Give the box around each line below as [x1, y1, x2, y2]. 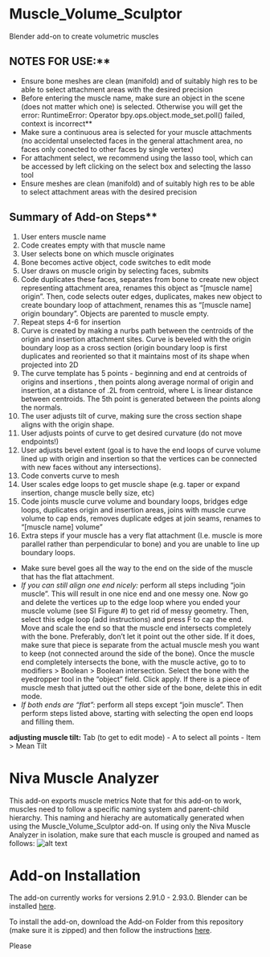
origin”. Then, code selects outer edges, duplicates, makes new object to [20, 291, 263, 301]
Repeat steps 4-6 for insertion [20, 317, 121, 326]
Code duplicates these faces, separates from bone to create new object [20, 274, 260, 284]
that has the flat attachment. [20, 571, 115, 581]
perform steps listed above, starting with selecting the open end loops [20, 708, 254, 718]
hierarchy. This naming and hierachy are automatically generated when [9, 812, 244, 822]
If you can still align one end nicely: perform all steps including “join [20, 580, 246, 590]
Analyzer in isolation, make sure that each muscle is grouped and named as [9, 829, 260, 840]
